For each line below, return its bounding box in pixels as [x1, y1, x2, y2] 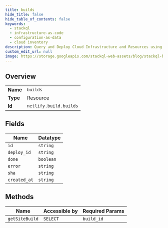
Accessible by [43, 208, 78, 215]
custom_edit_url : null [5, 49, 52, 54]
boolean [38, 157, 56, 162]
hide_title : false [5, 12, 43, 17]
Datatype [38, 134, 61, 141]
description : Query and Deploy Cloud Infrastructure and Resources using [5, 44, 162, 49]
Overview [5, 72, 36, 80]
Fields [5, 119, 25, 128]
